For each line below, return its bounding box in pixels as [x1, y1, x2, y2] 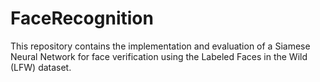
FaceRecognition [10, 7, 154, 30]
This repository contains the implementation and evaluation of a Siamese [10, 40, 311, 52]
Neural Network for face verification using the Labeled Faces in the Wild [10, 50, 308, 62]
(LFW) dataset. [10, 61, 72, 73]
